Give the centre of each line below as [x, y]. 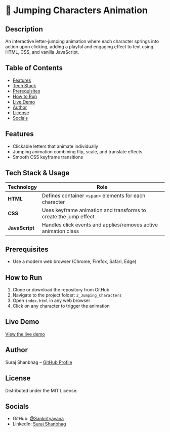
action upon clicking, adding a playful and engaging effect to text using [79, 47]
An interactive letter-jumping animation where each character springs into [82, 41]
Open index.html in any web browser [51, 301]
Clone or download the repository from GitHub [61, 290]
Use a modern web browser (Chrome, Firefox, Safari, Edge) [74, 261]
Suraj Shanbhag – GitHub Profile [39, 362]
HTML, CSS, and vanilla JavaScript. [42, 52]
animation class [61, 231]
